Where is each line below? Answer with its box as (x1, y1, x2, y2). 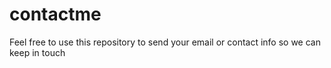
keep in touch (9, 46, 66, 58)
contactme (9, 3, 102, 26)
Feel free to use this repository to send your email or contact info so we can (9, 36, 321, 48)
